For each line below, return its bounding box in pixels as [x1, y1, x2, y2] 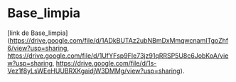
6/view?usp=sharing [7, 43, 68, 52]
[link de [7, 29, 30, 37]
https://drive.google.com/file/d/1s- [55, 58, 157, 67]
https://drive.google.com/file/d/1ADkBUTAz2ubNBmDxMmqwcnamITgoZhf [9, 36, 229, 44]
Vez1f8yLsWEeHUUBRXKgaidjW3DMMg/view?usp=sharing [7, 66, 181, 75]
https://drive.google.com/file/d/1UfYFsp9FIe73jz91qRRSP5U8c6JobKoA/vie [7, 51, 229, 60]
